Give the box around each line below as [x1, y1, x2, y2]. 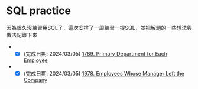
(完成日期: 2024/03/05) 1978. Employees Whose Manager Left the [23, 70, 185, 77]
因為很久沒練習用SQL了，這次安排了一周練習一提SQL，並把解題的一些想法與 [6, 24, 193, 31]
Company [23, 77, 47, 84]
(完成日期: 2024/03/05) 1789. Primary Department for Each [23, 50, 167, 57]
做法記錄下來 [6, 31, 37, 39]
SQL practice [6, 4, 71, 18]
